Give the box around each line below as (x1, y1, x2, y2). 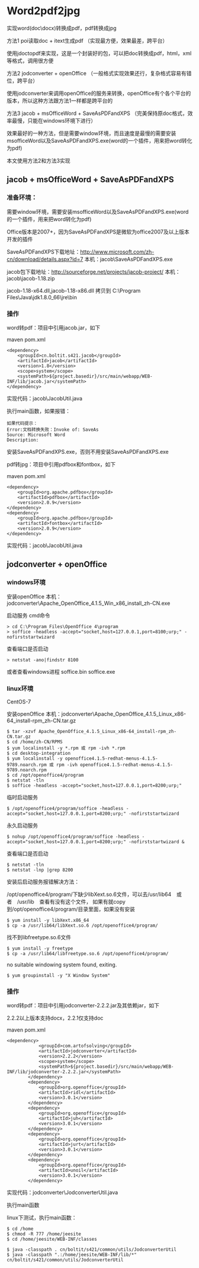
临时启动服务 (7, 793, 38, 800)
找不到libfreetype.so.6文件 (7, 933, 72, 940)
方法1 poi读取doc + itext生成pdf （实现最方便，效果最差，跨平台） (7, 37, 168, 44)
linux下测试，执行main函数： (7, 1214, 77, 1221)
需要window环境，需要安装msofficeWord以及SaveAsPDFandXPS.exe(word (7, 208, 189, 215)
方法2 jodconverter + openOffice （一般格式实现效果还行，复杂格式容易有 (7, 69, 187, 76)
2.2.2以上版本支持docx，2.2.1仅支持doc (7, 1014, 104, 1022)
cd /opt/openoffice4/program (12, 772, 84, 778)
